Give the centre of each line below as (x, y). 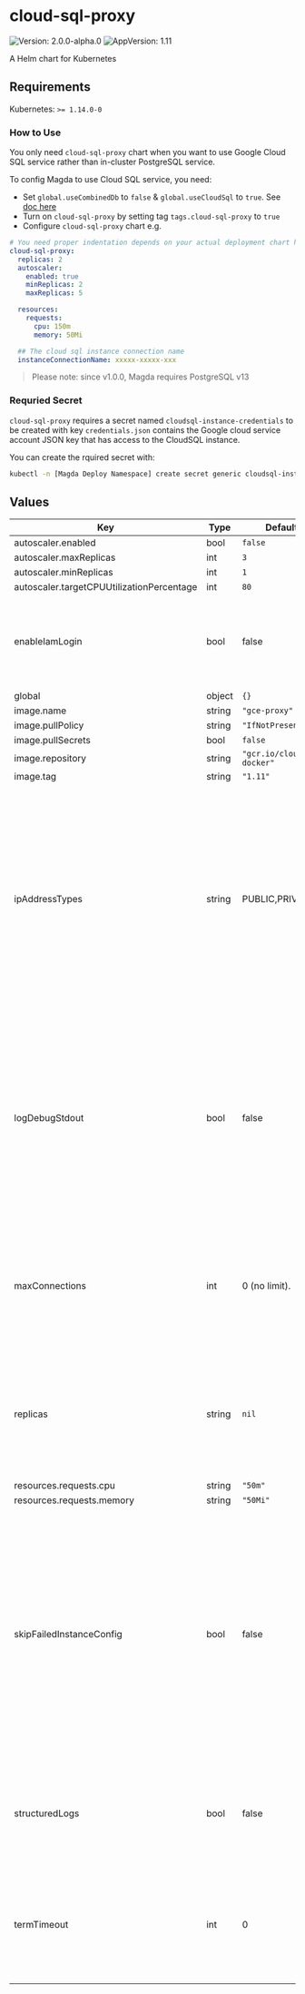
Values (30, 501)
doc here (39, 207)
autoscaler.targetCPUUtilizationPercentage (106, 587)
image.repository (50, 759)
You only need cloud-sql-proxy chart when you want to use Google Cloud (148, 152)
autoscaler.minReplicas (64, 573)
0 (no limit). (266, 1286)
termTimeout (41, 1925)
